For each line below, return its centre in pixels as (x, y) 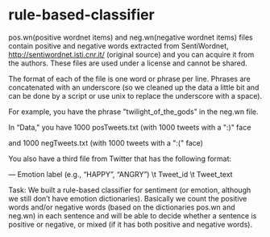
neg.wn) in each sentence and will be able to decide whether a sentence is (133, 215)
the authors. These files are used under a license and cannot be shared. (128, 63)
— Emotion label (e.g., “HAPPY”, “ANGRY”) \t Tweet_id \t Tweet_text (120, 174)
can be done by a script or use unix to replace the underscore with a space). (135, 95)
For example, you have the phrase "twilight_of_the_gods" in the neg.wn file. (134, 112)
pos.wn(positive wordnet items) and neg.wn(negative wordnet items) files (131, 37)
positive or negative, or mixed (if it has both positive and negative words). (130, 224)
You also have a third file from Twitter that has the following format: (120, 159)
